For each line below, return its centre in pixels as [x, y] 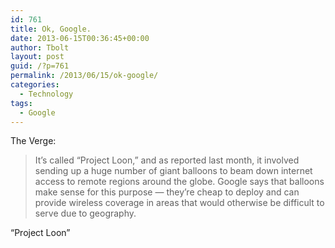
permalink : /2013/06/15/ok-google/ [84, 76]
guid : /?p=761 [40, 66]
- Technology [46, 94]
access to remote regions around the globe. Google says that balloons [179, 182]
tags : [21, 103]
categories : [35, 85]
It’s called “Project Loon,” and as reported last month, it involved [167, 160]
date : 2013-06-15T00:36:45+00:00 [80, 38]
